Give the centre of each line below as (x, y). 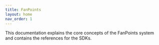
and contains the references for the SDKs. (48, 38)
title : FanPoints (23, 10)
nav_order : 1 (19, 19)
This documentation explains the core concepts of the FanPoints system (79, 33)
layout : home (19, 14)
